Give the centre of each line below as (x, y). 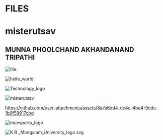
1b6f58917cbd (19, 113)
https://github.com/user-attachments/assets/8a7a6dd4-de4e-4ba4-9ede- (81, 108)
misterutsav (31, 32)
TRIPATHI (20, 57)
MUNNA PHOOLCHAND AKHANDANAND (70, 49)
